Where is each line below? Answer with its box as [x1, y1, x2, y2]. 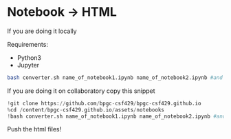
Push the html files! [7, 125, 62, 133]
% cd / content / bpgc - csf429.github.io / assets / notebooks [7, 106, 165, 114]
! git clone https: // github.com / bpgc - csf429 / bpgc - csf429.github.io [7, 100, 201, 107]
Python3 [16, 53, 41, 62]
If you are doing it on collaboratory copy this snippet [7, 87, 156, 95]
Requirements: [7, 40, 48, 48]
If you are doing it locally [7, 27, 77, 35]
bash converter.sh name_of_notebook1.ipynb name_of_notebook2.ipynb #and [7, 74, 223, 81]
